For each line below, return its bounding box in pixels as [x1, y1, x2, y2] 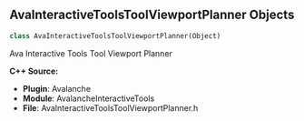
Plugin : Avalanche [22, 83, 92, 94]
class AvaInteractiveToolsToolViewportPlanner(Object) [9, 31, 221, 40]
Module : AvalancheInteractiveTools [22, 93, 155, 104]
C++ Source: [9, 66, 59, 76]
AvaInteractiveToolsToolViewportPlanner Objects [9, 7, 295, 23]
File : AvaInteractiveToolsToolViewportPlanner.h [22, 102, 199, 113]
